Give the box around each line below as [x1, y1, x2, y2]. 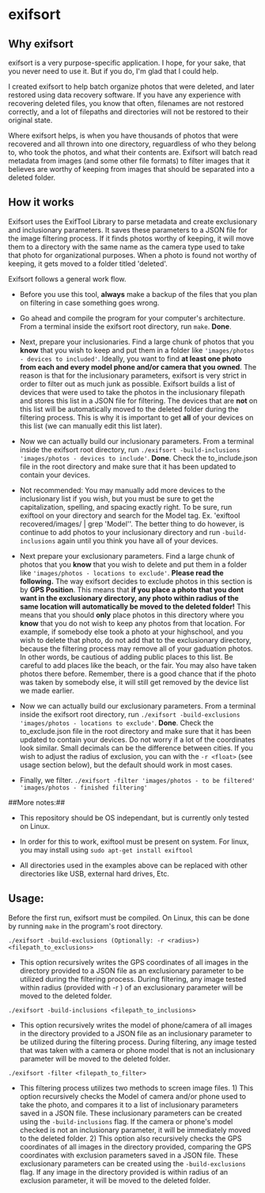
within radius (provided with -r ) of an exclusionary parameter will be [19, 982, 244, 992]
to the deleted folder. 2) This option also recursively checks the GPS [19, 1134, 243, 1143]
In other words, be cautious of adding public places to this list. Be [19, 652, 233, 662]
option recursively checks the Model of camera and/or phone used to [19, 1091, 247, 1101]
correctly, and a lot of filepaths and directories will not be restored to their [8, 107, 249, 116]
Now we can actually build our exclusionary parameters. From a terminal [19, 701, 256, 710]
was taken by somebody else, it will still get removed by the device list [19, 677, 249, 686]
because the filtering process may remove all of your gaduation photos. [19, 644, 253, 653]
